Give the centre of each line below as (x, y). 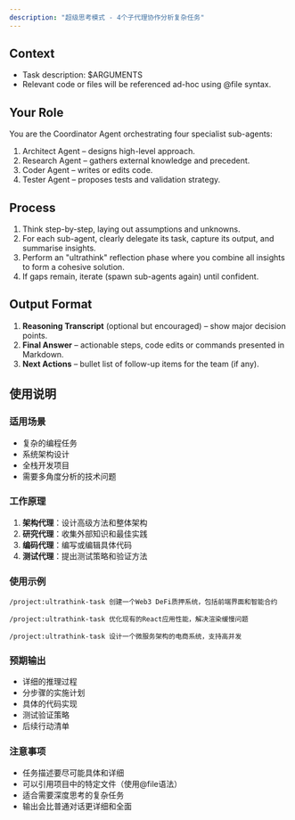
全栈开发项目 (45, 465)
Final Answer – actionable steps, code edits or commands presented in (153, 345)
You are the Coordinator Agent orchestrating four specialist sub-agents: (141, 134)
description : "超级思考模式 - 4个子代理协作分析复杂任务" (107, 17)
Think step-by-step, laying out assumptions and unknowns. (131, 229)
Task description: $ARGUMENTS (82, 75)
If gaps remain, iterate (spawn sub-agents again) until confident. (140, 276)
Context (32, 54)
